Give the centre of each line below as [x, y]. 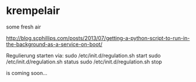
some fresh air [23, 27]
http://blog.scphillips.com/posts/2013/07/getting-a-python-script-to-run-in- [98, 38]
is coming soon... [27, 73]
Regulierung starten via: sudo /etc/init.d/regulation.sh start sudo [84, 55]
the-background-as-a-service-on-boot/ [54, 44]
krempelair [33, 11]
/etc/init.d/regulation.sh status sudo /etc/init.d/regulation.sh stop [84, 62]
